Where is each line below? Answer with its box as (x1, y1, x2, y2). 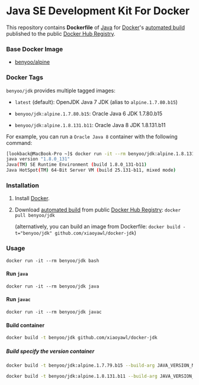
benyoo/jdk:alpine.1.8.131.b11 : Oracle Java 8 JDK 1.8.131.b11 (14, 121, 166, 128)
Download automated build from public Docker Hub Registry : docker (14, 206, 181, 213)
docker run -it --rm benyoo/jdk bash (6, 257, 99, 264)
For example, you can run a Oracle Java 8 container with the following (6, 132, 178, 140)
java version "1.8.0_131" (6, 156, 70, 162)
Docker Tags (6, 73, 43, 81)
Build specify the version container (6, 348, 95, 355)
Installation (6, 181, 40, 190)
